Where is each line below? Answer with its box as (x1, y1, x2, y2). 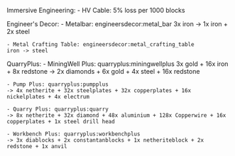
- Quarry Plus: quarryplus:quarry (6, 106, 109, 113)
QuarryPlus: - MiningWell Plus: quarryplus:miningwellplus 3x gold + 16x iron (6, 60, 229, 68)
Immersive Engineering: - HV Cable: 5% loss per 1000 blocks (6, 6, 185, 14)
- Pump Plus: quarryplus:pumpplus (6, 81, 109, 88)
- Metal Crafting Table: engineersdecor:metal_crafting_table (6, 41, 195, 48)
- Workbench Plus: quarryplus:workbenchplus (6, 130, 141, 138)
